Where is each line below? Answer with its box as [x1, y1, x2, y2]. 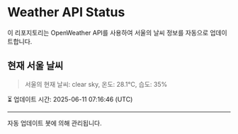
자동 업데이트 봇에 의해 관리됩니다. [7, 118, 102, 127]
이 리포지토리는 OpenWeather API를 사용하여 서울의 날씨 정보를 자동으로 [7, 28, 209, 37]
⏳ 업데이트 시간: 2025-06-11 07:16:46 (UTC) [7, 95, 133, 103]
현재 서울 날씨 [7, 60, 64, 72]
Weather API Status [7, 4, 125, 20]
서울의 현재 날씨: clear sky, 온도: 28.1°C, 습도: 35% [24, 80, 168, 88]
